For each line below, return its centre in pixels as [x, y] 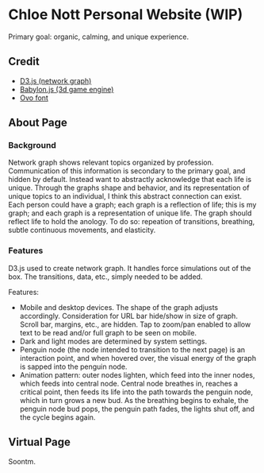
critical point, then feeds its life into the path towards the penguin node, [136, 392]
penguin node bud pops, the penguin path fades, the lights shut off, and [137, 409]
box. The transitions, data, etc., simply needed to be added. [105, 277]
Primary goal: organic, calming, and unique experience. [99, 37]
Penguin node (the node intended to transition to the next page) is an [132, 349]
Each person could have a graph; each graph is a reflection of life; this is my [132, 205]
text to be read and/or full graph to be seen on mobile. [108, 332]
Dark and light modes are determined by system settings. [113, 341]
